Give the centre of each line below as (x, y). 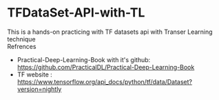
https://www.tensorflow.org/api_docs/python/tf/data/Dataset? (105, 81)
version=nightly (39, 89)
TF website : (35, 74)
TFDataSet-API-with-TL (76, 13)
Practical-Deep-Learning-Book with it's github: (84, 59)
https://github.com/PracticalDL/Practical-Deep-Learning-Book (106, 67)
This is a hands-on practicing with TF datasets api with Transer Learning (110, 32)
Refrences (22, 46)
